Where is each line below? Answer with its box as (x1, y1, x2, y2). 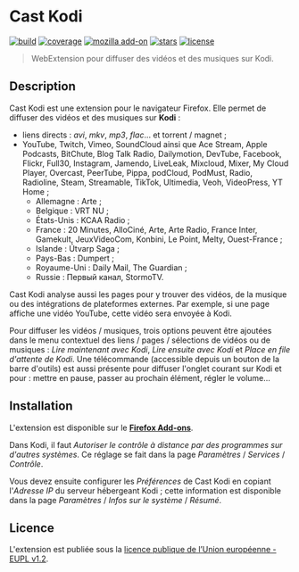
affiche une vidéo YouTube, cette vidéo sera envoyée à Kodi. (9, 308, 232, 319)
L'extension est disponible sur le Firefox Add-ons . (9, 422, 194, 433)
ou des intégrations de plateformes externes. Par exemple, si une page (9, 298, 270, 309)
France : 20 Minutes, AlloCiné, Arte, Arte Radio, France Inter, (35, 224, 258, 235)
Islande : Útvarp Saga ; (35, 243, 120, 253)
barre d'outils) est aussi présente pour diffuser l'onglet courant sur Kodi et (9, 363, 283, 374)
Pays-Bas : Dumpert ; (35, 253, 114, 263)
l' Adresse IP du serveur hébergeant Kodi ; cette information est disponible (9, 485, 281, 496)
